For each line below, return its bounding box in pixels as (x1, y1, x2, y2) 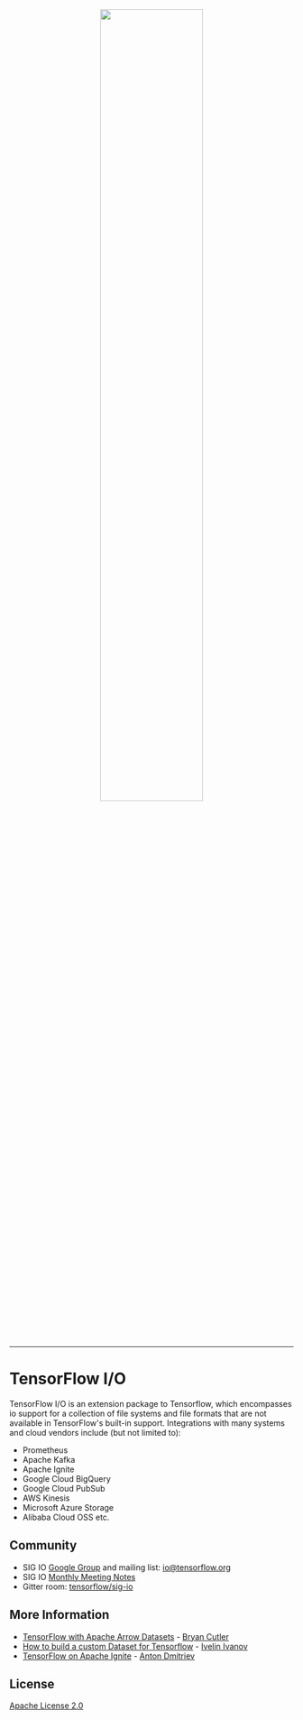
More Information (9, 1607, 110, 1623)
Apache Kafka (22, 1454, 76, 1465)
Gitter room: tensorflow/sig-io (22, 1581, 133, 1592)
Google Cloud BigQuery (22, 1473, 111, 1484)
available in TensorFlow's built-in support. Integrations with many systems (9, 1417, 286, 1429)
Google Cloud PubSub (22, 1483, 106, 1493)
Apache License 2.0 (9, 1700, 84, 1711)
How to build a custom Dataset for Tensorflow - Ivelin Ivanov (22, 1641, 248, 1651)
